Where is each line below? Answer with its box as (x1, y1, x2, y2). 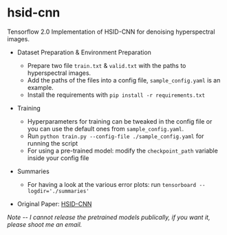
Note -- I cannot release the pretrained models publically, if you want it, (7, 213, 210, 221)
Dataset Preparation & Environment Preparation (17, 48, 151, 56)
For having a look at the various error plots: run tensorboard (27, 180, 197, 188)
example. (27, 83, 54, 91)
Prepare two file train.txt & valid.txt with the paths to (27, 61, 186, 69)
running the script (27, 139, 78, 147)
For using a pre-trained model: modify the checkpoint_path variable (27, 146, 218, 155)
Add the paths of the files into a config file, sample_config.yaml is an (27, 76, 221, 84)
